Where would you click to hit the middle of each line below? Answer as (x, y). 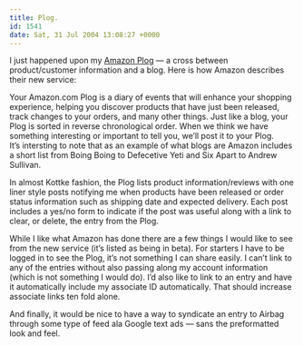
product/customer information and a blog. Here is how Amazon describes (147, 70)
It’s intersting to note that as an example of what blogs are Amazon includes (151, 145)
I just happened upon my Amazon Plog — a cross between (119, 61)
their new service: (43, 80)
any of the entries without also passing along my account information (139, 268)
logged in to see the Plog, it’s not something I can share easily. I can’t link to (151, 258)
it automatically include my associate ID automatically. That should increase (151, 287)
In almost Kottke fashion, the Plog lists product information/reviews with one (152, 183)
